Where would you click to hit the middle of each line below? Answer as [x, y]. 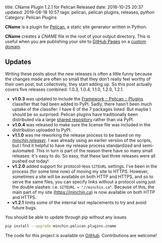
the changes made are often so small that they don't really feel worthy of [78, 79]
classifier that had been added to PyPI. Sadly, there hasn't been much [82, 104]
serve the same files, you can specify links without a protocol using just [84, 182]
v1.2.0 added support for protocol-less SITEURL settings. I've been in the [84, 166]
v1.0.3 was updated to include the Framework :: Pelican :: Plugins [78, 99]
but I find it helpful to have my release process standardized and [77, 145]
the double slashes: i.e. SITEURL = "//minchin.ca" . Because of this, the [83, 187]
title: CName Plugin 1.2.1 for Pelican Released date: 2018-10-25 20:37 [74, 7]
